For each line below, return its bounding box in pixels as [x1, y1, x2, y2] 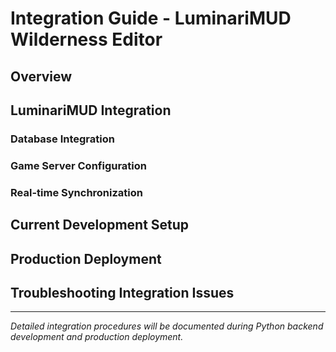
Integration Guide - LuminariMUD [10, 7, 292, 30]
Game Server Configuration [10, 158, 147, 172]
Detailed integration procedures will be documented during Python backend [10, 320, 324, 332]
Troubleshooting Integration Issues [10, 284, 235, 301]
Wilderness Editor [10, 28, 163, 51]
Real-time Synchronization [10, 185, 143, 199]
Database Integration [10, 132, 115, 146]
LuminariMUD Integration [10, 102, 172, 119]
